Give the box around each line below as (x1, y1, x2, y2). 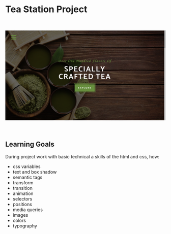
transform (12, 179, 34, 186)
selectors (12, 195, 33, 202)
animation (12, 190, 34, 196)
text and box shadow (12, 169, 57, 175)
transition (12, 185, 33, 191)
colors (12, 217, 26, 223)
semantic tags (12, 174, 43, 180)
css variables (12, 163, 41, 170)
